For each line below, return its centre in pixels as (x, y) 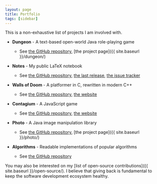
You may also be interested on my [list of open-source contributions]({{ (77, 166)
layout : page (18, 10)
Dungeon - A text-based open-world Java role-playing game (73, 42)
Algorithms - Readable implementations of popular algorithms (74, 147)
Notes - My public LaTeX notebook (47, 66)
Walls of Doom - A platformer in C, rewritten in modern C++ (72, 85)
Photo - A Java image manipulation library (54, 123)
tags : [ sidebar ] (21, 19)
